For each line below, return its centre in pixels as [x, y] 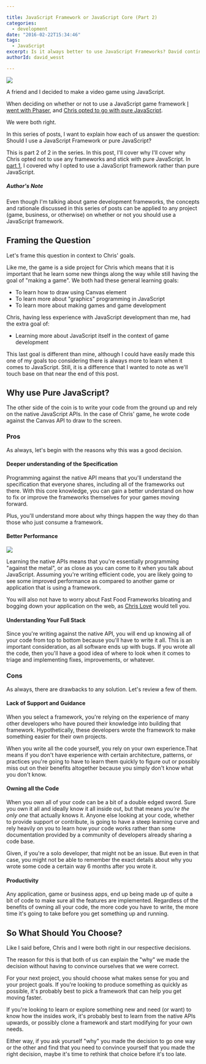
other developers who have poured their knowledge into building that [93, 723]
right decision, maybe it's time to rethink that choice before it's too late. [97, 1054]
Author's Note [25, 186]
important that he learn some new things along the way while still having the [102, 273]
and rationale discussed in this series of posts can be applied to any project [102, 208]
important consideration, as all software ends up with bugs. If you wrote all [101, 647]
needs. [15, 1029]
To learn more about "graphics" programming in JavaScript [90, 299]
